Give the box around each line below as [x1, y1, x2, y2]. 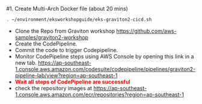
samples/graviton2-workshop [14, 33, 89, 41]
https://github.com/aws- [116, 27, 177, 35]
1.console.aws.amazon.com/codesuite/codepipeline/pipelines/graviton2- [14, 65, 196, 72]
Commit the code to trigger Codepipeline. [14, 46, 118, 53]
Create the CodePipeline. [14, 40, 78, 47]
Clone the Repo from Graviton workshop [14, 27, 115, 35]
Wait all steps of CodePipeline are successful [14, 78, 130, 85]
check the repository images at [14, 84, 92, 91]
